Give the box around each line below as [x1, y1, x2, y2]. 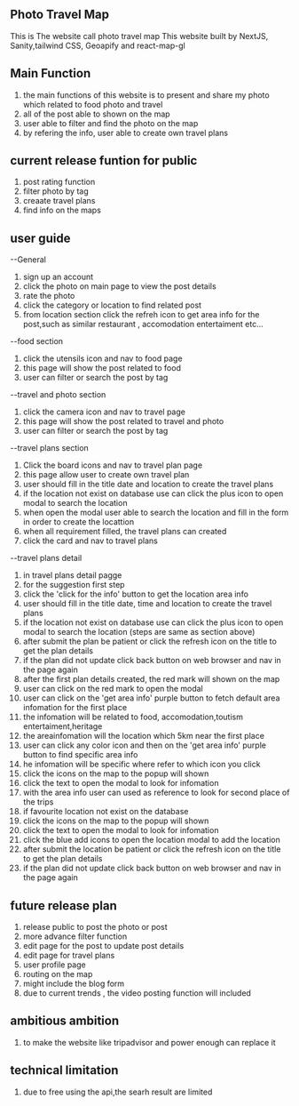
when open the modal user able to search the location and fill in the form [22, 507, 289, 518]
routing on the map [22, 969, 93, 980]
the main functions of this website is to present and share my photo [22, 89, 270, 100]
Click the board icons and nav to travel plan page [22, 460, 203, 470]
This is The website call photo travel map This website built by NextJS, [10, 30, 269, 41]
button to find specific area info [22, 749, 138, 760]
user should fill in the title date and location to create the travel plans [22, 479, 274, 490]
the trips [22, 797, 54, 807]
